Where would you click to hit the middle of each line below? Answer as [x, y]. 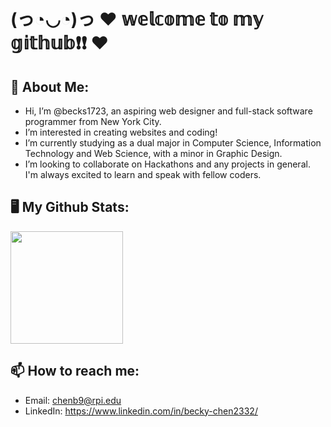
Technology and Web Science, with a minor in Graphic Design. [153, 153]
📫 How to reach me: [75, 371]
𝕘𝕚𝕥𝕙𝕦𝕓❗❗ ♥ [60, 43]
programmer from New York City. [93, 121]
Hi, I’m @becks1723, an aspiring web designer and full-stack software [168, 111]
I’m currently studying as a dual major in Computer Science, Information [173, 143]
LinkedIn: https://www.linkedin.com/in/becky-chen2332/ [141, 411]
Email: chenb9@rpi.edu [73, 400]
